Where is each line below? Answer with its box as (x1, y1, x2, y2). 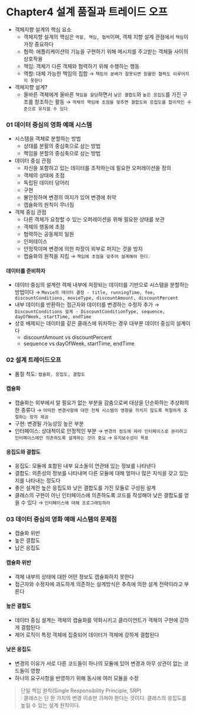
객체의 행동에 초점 (23, 223, 65, 230)
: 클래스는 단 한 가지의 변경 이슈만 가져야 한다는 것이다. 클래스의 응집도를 (20, 695, 187, 702)
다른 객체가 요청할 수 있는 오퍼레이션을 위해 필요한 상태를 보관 (23, 216, 165, 223)
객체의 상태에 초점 (23, 172, 65, 179)
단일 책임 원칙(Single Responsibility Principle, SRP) (20, 687, 142, 694)
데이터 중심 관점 (14, 157, 51, 165)
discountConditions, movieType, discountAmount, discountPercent (14, 295, 178, 301)
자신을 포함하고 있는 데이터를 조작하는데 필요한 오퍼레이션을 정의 (23, 165, 172, 172)
